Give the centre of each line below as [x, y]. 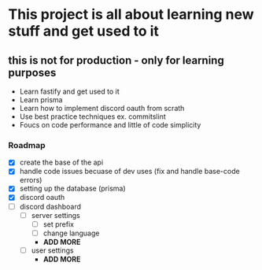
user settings [52, 250]
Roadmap [27, 145]
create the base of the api [61, 162]
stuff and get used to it [84, 31]
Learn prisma [41, 100]
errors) [31, 180]
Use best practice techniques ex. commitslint [93, 117]
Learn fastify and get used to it [69, 91]
